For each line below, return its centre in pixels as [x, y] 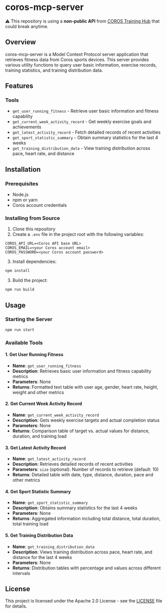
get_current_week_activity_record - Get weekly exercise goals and [82, 122]
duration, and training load [39, 436]
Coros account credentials [40, 205]
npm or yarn [25, 200]
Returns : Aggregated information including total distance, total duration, [86, 519]
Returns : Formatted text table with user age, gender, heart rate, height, [85, 387]
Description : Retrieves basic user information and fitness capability [82, 371]
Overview [21, 42]
